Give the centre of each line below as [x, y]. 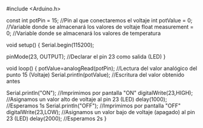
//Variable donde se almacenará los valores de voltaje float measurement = [100, 27]
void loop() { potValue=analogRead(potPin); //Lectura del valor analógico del [102, 68]
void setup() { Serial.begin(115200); [50, 45]
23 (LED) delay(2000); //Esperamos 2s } [57, 118]
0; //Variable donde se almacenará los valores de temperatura [84, 33]
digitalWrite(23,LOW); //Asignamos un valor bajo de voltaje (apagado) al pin [101, 112]
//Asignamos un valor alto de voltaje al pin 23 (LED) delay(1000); [87, 99]
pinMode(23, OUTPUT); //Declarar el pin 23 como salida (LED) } [86, 56]
